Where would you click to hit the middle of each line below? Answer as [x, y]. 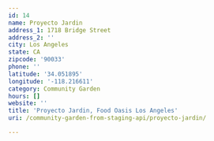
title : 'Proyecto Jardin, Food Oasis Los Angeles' [93, 111]
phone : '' [24, 67]
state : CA [24, 52]
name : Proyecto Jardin [45, 23]
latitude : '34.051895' [45, 74]
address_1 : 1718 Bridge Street [60, 30]
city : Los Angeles [38, 45]
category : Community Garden [54, 89]
